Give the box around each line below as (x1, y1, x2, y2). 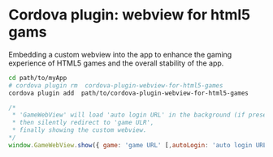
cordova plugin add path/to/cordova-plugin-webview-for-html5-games (8, 89, 249, 97)
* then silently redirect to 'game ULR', (11, 119, 154, 127)
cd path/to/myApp (8, 74, 67, 82)
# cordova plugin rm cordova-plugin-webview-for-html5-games (8, 81, 223, 90)
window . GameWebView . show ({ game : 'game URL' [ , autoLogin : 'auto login (8, 141, 253, 149)
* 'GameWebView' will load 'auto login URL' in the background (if (11, 111, 245, 119)
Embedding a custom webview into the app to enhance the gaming (8, 49, 232, 59)
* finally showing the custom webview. (11, 126, 148, 134)
